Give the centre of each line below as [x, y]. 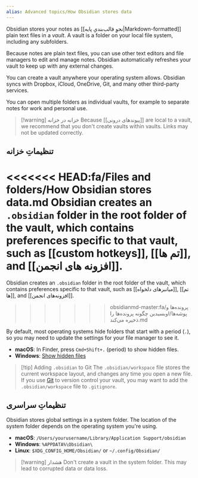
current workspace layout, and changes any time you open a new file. [106, 373]
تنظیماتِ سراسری [36, 405]
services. [17, 90]
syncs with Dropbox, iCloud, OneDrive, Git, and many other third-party [93, 84]
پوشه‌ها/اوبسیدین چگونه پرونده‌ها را [148, 313]
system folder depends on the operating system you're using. [82, 426]
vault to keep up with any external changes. [60, 66]
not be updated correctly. [52, 132]
